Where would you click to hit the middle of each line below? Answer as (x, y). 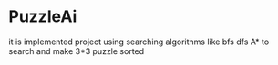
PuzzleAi (43, 17)
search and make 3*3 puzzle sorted (77, 51)
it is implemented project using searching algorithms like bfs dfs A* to (139, 42)
